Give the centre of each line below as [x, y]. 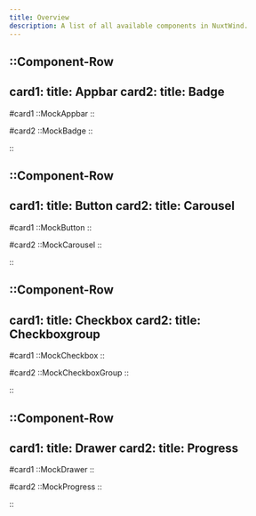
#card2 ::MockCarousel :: [56, 245]
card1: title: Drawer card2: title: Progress [124, 448]
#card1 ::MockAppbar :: [52, 113]
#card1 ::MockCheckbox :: [57, 356]
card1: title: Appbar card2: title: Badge [117, 92]
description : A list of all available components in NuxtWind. [129, 26]
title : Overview [39, 17]
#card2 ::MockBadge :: [51, 131]
